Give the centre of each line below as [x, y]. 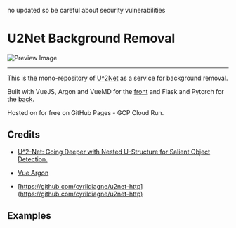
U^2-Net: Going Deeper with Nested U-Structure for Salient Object [114, 152]
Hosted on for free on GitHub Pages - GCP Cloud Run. [86, 112]
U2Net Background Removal [91, 39]
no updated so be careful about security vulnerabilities [86, 10]
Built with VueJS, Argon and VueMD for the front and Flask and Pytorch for [116, 91]
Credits [24, 135]
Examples [29, 216]
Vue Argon [33, 173]
